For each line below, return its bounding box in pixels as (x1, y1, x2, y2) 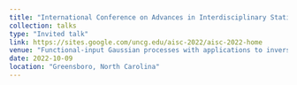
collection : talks (9, 21, 77, 30)
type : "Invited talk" (9, 29, 89, 38)
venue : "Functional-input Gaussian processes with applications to (9, 46, 263, 55)
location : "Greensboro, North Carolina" (9, 63, 161, 72)
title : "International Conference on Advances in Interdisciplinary (9, 12, 267, 22)
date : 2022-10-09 (9, 54, 73, 63)
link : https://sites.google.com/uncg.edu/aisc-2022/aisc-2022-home (9, 37, 263, 47)
